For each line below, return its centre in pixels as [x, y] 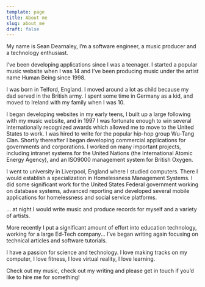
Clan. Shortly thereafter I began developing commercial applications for [96, 140]
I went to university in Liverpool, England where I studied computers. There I [102, 172]
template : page [26, 12]
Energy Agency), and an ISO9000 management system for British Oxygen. [100, 160]
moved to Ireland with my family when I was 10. [66, 103]
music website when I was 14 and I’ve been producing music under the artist [103, 71]
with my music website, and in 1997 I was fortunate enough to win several [99, 121]
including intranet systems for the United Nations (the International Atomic [100, 153]
